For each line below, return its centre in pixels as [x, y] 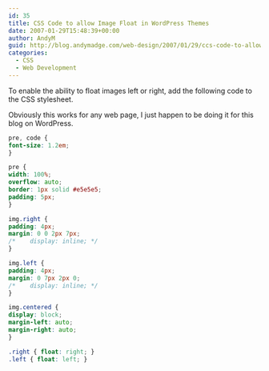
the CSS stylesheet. [41, 99]
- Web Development [46, 68]
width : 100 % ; [30, 175]
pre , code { [28, 138]
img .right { [28, 219]
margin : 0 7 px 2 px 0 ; [44, 278]
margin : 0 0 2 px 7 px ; [44, 234]
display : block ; [35, 315]
